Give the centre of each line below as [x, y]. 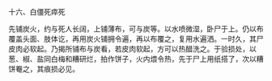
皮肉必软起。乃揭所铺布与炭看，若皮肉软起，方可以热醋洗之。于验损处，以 [132, 49]
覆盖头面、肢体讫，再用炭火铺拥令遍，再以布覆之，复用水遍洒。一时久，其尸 [136, 39]
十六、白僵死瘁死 [37, 12]
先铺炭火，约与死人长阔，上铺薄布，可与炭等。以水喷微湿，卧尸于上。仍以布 [136, 29]
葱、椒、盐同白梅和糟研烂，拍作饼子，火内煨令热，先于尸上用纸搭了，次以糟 [136, 59]
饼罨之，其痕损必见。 [44, 69]
